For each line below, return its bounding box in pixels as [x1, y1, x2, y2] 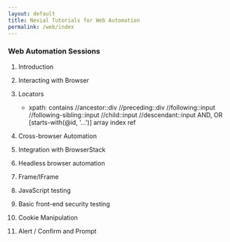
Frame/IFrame [18, 173, 59, 181]
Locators [18, 89, 44, 98]
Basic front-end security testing [18, 199, 111, 208]
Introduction [18, 62, 54, 71]
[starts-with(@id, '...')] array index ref [28, 118, 136, 126]
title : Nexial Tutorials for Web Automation [8, 17, 140, 24]
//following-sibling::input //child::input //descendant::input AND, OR [28, 110, 223, 119]
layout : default [8, 10, 55, 18]
